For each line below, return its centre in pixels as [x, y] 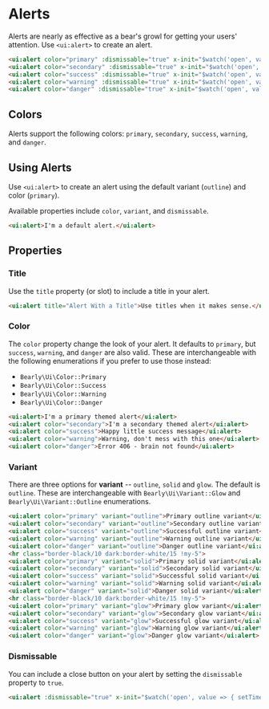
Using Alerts [40, 167]
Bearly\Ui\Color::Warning [63, 394]
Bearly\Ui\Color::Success [63, 385]
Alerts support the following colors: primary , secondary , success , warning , [128, 134]
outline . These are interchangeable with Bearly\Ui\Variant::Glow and [124, 493]
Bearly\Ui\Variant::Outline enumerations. [80, 502]
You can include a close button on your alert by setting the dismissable [125, 674]
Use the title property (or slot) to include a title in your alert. [109, 291]
